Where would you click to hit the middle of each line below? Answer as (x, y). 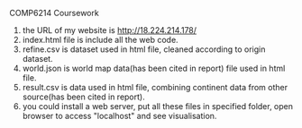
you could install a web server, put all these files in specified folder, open (158, 106)
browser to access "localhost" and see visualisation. (119, 116)
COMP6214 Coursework (54, 13)
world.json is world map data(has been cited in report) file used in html (154, 68)
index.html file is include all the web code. (100, 40)
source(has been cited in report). (84, 97)
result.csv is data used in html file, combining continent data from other (155, 87)
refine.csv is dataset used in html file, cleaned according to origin (144, 49)
